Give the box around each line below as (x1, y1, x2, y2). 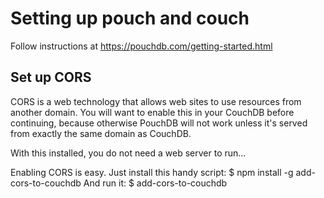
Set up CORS (10, 69, 92, 86)
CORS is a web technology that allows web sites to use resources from (10, 95, 302, 107)
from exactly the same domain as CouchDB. (10, 127, 192, 139)
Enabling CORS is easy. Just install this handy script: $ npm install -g (10, 166, 294, 178)
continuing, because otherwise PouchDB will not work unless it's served (10, 117, 308, 129)
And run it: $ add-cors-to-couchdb (83, 177, 228, 189)
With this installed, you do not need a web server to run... (10, 147, 247, 159)
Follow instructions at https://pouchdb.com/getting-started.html (10, 40, 273, 52)
